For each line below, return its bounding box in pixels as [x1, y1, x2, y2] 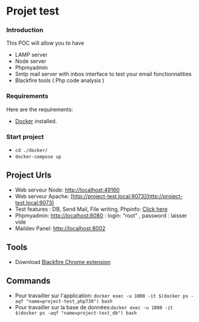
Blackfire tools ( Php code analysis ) [14, 77, 104, 84]
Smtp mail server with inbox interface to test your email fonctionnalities [14, 71, 192, 78]
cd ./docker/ [14, 147, 48, 153]
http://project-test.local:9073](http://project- [72, 192, 183, 200]
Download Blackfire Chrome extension [14, 258, 111, 265]
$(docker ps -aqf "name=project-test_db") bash [14, 310, 137, 316]
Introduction [6, 26, 43, 34]
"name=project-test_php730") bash [26, 298, 113, 304]
